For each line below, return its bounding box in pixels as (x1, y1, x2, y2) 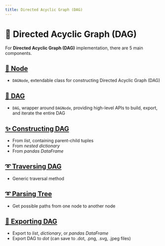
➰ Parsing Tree (5, 190, 52, 198)
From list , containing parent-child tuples (12, 138, 94, 143)
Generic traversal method (12, 175, 64, 181)
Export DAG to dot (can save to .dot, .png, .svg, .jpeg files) (12, 236, 131, 242)
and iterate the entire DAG (12, 110, 65, 116)
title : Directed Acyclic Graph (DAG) (5, 7, 83, 12)
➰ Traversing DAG (5, 163, 62, 171)
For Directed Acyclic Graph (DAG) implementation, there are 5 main (5, 45, 143, 51)
